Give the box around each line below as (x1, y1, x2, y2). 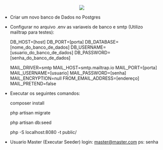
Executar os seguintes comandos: (10, 90, 80, 96)
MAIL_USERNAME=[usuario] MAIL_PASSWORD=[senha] (10, 70, 126, 76)
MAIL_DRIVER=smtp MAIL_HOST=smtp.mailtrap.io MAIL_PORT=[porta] (10, 65, 157, 70)
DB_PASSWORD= (74, 50, 111, 55)
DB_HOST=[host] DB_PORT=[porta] (10, 39, 84, 45)
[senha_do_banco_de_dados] (10, 55, 71, 61)
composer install (10, 100, 45, 106)
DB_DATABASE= (85, 39, 119, 45)
